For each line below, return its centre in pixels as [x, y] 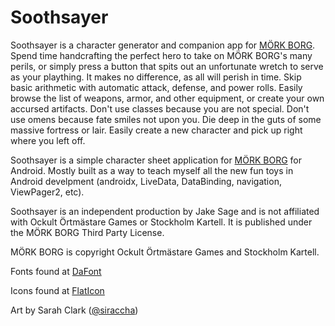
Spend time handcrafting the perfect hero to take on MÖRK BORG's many [161, 55]
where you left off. [48, 140]
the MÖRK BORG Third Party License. [87, 232]
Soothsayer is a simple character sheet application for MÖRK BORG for [156, 160]
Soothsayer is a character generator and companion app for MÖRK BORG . [163, 45]
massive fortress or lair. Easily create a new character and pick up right [156, 130]
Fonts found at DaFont [56, 271]
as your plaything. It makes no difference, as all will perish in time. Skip [156, 77]
